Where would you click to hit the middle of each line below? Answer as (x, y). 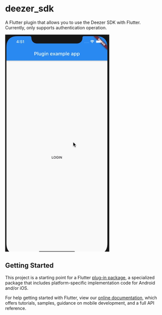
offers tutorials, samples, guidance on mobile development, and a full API (80, 303)
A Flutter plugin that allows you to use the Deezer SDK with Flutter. (73, 22)
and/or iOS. (17, 288)
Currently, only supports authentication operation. (56, 27)
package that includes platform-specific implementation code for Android (80, 283)
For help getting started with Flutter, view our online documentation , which (81, 298)
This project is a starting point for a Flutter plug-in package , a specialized (80, 277)
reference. (16, 308)
